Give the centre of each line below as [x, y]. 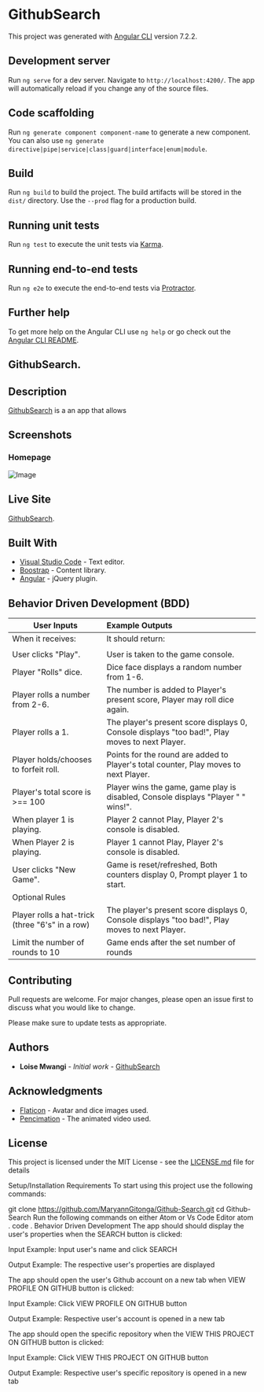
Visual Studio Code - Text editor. [72, 562]
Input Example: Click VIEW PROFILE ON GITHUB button [97, 1304]
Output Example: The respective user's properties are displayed [112, 1265]
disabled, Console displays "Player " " [176, 797]
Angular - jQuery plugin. [59, 579]
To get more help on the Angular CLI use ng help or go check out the [119, 331]
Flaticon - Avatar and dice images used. [84, 1110]
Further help [39, 313]
